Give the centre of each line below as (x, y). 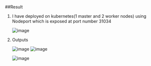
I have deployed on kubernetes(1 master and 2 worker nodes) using (79, 16)
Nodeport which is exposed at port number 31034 (62, 21)
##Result (14, 7)
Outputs (20, 40)
